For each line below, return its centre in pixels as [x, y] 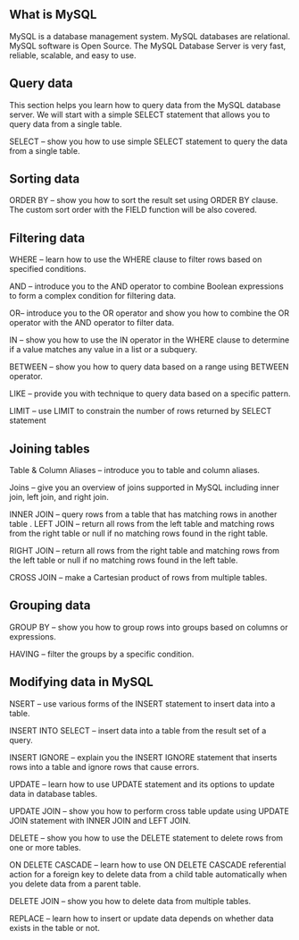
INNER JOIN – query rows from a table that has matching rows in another [143, 514]
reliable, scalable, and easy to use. [73, 55]
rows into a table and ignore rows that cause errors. [104, 766]
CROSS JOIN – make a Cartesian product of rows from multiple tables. [138, 578]
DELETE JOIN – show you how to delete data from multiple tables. [130, 901]
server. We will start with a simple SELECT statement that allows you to [140, 114]
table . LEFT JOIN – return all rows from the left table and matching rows [142, 524]
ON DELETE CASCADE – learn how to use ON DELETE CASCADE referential [148, 864]
